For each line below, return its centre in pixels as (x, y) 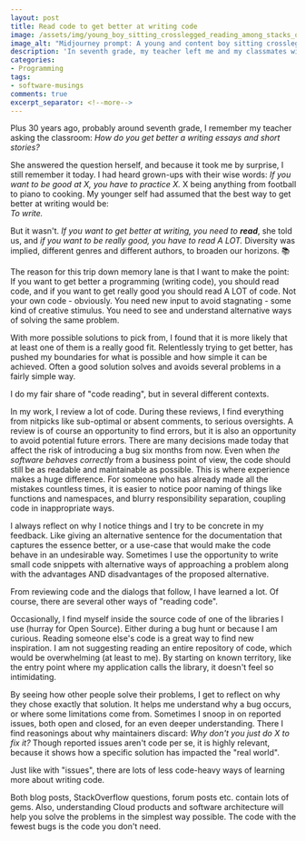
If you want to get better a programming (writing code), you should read (145, 282)
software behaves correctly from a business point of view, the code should (151, 460)
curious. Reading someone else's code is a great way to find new (132, 638)
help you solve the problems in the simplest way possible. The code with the (153, 817)
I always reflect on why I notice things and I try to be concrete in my (137, 526)
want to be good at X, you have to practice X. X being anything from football (153, 185)
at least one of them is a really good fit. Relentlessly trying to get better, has (152, 347)
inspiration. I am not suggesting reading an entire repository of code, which (151, 648)
